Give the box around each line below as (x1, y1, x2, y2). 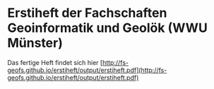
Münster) (7, 35, 64, 51)
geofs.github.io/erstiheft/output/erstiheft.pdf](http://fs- (7, 66, 167, 74)
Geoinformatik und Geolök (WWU (7, 20, 208, 36)
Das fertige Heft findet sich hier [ (7, 58, 103, 66)
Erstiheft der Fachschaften (7, 5, 167, 21)
